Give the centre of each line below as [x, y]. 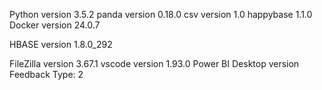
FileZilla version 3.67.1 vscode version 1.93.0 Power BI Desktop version [154, 63]
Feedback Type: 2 [46, 74]
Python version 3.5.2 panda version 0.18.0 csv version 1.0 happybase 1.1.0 [161, 14]
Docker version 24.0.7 [55, 25]
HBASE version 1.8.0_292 [61, 44]
